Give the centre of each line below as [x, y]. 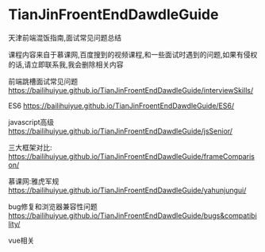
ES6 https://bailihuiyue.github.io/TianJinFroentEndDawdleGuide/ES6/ [121, 106]
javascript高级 [31, 122]
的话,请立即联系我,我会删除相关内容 [66, 64]
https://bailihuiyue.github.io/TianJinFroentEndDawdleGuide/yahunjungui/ [127, 190]
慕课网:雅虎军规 [34, 181]
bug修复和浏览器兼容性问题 [53, 206]
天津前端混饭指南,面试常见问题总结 [65, 37]
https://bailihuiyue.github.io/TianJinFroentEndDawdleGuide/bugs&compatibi [133, 215]
